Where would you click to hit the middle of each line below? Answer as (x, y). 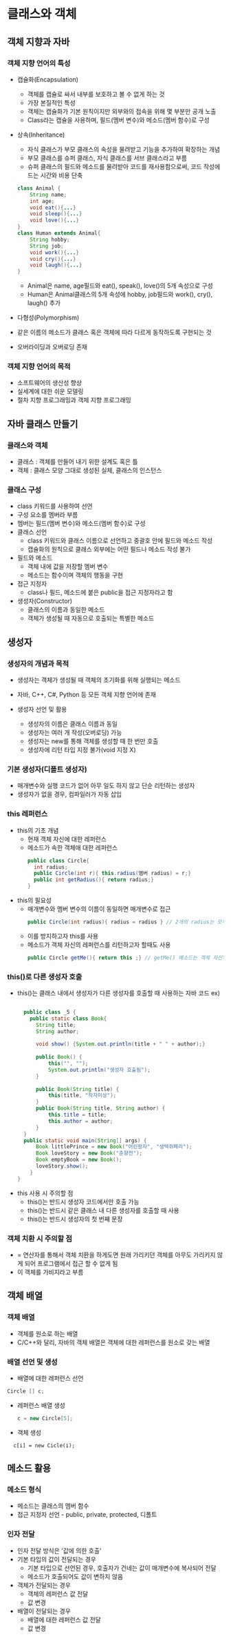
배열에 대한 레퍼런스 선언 (50, 1378)
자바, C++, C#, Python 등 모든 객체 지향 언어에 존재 (87, 695)
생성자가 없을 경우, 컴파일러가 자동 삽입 (69, 794)
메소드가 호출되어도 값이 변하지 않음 (75, 1576)
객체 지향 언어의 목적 (39, 366)
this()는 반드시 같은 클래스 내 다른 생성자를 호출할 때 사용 (103, 1210)
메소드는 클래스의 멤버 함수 (53, 1506)
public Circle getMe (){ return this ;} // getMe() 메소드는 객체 (119, 958)
